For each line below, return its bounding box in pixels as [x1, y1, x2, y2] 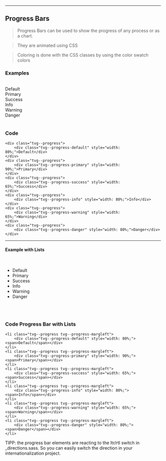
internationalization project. [5, 450, 61, 456]
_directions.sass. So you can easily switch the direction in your [5, 445, 133, 451]
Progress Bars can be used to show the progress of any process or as [17, 28, 160, 34]
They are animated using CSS [17, 42, 78, 48]
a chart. [17, 33, 33, 38]
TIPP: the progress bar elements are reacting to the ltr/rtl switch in [5, 440, 140, 446]
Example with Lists [5, 247, 45, 252]
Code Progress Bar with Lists [5, 320, 76, 327]
